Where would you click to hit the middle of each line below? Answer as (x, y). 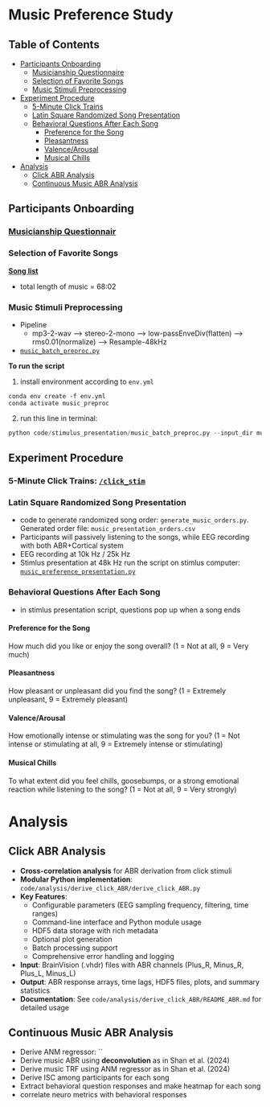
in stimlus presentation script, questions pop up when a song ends (130, 610)
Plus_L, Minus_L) (48, 973)
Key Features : (43, 896)
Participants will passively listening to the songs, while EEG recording (135, 537)
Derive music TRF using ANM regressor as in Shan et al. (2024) (125, 1069)
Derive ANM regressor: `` (61, 1052)
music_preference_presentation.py (78, 572)
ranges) (45, 913)
